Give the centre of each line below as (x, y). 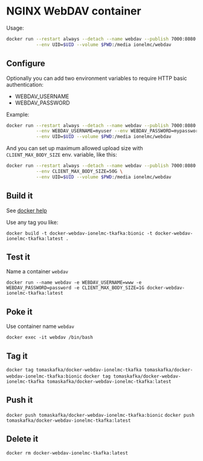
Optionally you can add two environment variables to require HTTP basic (97, 78)
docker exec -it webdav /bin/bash (50, 338)
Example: (18, 114)
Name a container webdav (37, 272)
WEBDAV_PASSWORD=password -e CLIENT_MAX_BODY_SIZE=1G (76, 288)
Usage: (15, 28)
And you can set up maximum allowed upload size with (75, 148)
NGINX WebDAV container (74, 11)
